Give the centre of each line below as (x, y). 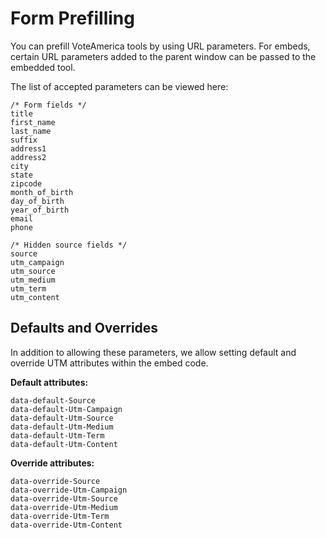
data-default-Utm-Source (62, 418)
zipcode (26, 183)
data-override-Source (55, 481)
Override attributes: (52, 463)
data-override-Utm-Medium (64, 507)
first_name (33, 122)
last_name (31, 131)
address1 (28, 148)
